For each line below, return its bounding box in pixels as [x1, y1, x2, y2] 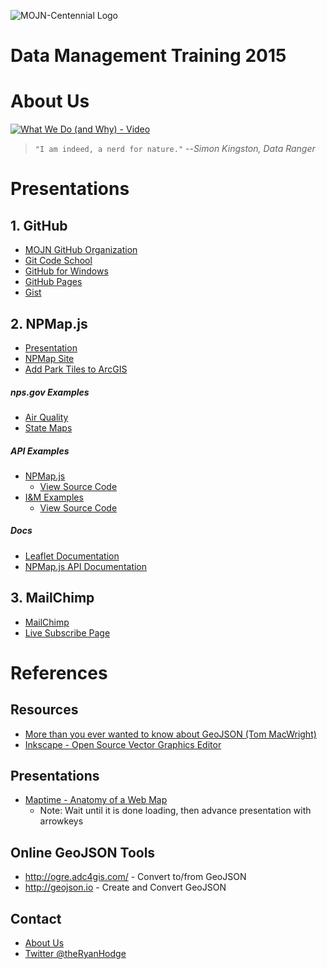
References [10, 661, 108, 684]
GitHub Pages [24, 276, 83, 288]
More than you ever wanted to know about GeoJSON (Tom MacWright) [24, 728, 317, 740]
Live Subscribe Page [24, 626, 111, 639]
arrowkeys [39, 815, 84, 827]
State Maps [24, 421, 73, 434]
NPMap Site [24, 352, 75, 364]
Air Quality [24, 411, 69, 423]
